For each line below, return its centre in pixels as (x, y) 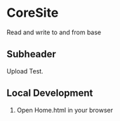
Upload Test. (25, 71)
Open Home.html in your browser (65, 110)
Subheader (32, 54)
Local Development (50, 93)
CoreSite (33, 13)
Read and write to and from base (54, 32)
